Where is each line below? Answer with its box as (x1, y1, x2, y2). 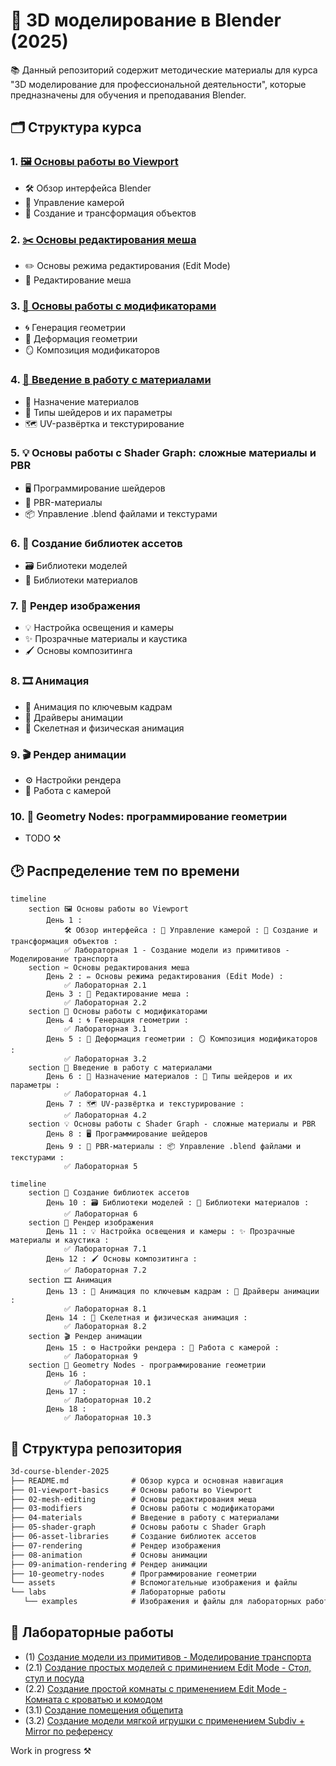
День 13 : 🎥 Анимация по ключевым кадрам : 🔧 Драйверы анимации (46, 1287, 320, 1297)
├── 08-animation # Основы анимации (10, 1550, 208, 1560)
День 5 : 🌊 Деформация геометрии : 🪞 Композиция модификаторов (46, 1034, 318, 1044)
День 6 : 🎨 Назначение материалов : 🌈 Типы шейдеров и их (46, 1072, 293, 1082)
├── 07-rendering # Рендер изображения (10, 1540, 222, 1551)
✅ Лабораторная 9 (63, 1352, 138, 1362)
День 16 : (46, 1369, 87, 1379)
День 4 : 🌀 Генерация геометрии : (46, 1015, 189, 1026)
